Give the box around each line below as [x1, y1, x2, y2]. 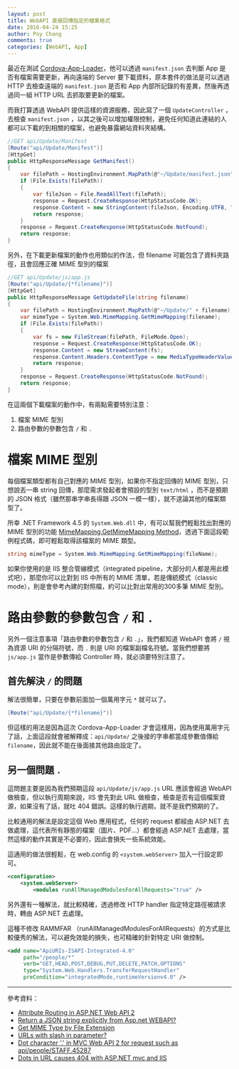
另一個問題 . [7, 764, 62, 776]
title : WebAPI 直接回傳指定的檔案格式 [7, 17, 111, 24]
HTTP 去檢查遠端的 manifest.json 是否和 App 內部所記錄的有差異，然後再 [7, 82, 223, 90]
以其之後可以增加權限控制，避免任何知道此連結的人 [77, 115, 227, 123]
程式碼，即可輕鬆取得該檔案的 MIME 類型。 [13, 536, 140, 544]
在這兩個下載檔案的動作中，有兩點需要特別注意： [7, 400, 151, 409]
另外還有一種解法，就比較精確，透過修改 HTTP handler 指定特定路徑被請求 [7, 900, 226, 908]
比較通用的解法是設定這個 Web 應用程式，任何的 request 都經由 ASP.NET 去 [7, 817, 230, 826]
